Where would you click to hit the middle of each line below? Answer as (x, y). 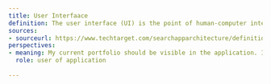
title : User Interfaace (48, 16)
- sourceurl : (30, 38)
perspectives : (32, 46)
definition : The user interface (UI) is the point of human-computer (128, 23)
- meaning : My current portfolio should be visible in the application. (133, 53)
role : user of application (61, 61)
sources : (23, 30)
